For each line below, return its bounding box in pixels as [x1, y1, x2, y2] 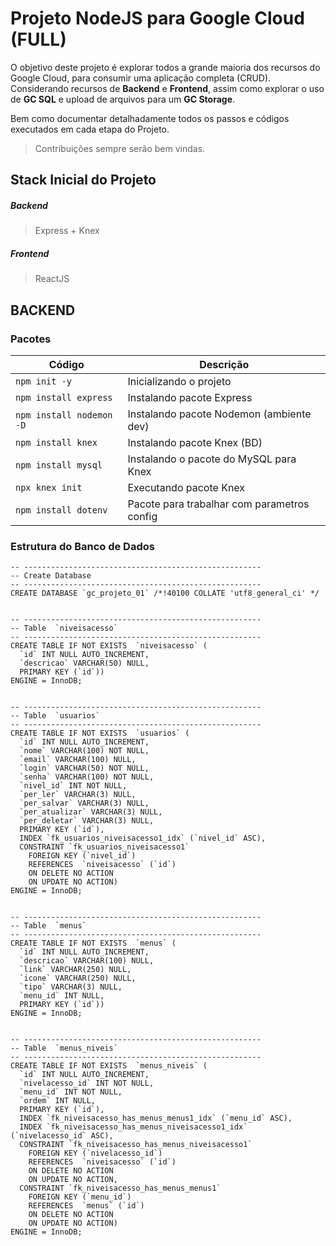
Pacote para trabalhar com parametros [127, 497, 310, 511]
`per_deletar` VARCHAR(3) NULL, [19, 816, 155, 826]
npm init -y [15, 375, 73, 387]
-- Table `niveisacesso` [10, 623, 118, 634]
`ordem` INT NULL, [19, 1096, 97, 1106]
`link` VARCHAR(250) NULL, [19, 965, 132, 975]
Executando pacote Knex [127, 480, 246, 494]
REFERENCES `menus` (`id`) [28, 1201, 145, 1211]
